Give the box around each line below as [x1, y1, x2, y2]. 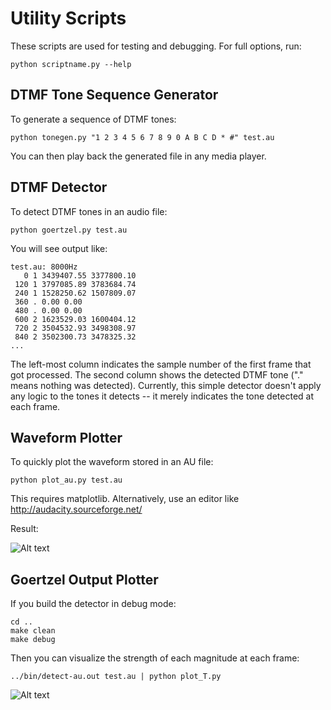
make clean [10, 626, 56, 636]
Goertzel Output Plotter [10, 571, 159, 588]
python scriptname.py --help [10, 59, 132, 69]
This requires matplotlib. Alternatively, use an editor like [10, 493, 240, 505]
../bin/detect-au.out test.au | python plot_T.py [10, 672, 222, 682]
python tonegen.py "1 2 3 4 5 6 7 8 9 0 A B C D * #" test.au [10, 132, 275, 142]
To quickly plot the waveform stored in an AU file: [10, 456, 214, 468]
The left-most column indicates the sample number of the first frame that [10, 358, 312, 370]
